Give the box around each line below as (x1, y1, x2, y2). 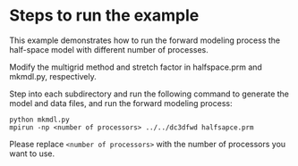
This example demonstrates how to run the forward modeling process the (9, 35, 281, 46)
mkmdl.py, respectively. (9, 71, 97, 81)
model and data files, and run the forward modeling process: (9, 97, 233, 108)
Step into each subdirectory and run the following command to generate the (9, 88, 289, 99)
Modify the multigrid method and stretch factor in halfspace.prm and (9, 62, 262, 72)
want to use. (9, 148, 55, 159)
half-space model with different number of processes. (9, 44, 209, 54)
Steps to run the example (9, 5, 200, 26)
